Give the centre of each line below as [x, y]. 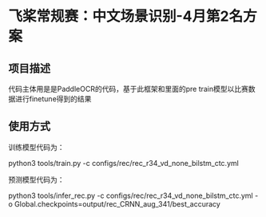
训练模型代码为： [36, 147]
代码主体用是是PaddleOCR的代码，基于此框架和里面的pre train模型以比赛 [129, 89]
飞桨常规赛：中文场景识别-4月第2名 [126, 16]
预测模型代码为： [36, 180]
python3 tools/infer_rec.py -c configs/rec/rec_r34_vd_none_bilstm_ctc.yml [131, 195]
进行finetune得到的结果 [53, 99]
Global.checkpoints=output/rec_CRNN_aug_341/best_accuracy [118, 203]
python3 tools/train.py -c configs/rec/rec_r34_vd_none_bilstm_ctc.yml [124, 163]
